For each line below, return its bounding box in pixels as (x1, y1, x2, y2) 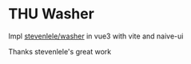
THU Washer (8, 5, 94, 23)
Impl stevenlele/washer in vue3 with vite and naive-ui (8, 31, 184, 41)
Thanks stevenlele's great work (8, 46, 112, 56)
